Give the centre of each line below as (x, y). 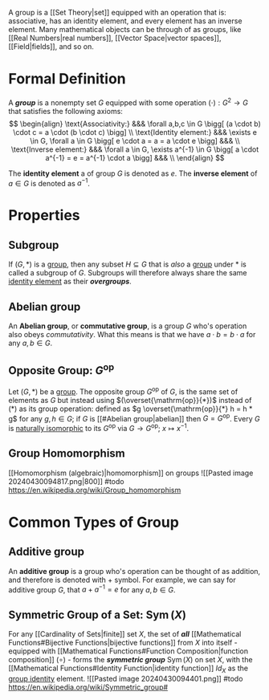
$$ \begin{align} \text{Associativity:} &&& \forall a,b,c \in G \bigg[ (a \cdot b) (135, 124)
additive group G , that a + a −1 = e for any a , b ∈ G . (92, 588)
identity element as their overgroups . (70, 282)
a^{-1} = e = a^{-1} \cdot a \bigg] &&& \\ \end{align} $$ (135, 157)
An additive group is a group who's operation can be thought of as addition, (134, 571)
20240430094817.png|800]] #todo (66, 481)
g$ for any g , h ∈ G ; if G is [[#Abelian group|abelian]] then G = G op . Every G (134, 417)
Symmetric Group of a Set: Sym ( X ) (98, 615)
